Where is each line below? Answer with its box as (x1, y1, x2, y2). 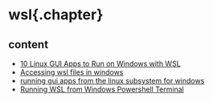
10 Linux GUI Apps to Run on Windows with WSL (19, 59, 181, 68)
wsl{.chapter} (8, 6, 104, 24)
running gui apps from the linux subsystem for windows (19, 76, 205, 85)
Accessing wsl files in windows (19, 67, 124, 77)
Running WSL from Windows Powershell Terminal (19, 84, 185, 94)
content (8, 38, 49, 51)
